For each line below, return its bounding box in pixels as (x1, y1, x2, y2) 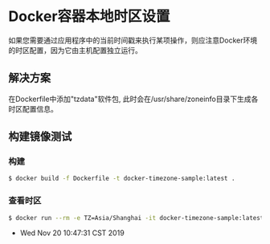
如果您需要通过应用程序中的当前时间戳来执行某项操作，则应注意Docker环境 (8, 35, 258, 45)
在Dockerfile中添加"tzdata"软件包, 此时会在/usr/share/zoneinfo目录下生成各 (8, 94, 259, 104)
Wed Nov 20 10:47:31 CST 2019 (19, 228, 125, 238)
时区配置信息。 (8, 104, 58, 113)
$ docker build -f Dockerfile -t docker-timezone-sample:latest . (8, 174, 235, 183)
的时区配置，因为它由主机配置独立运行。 (8, 45, 142, 55)
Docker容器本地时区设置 (8, 7, 170, 26)
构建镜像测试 (8, 130, 72, 144)
